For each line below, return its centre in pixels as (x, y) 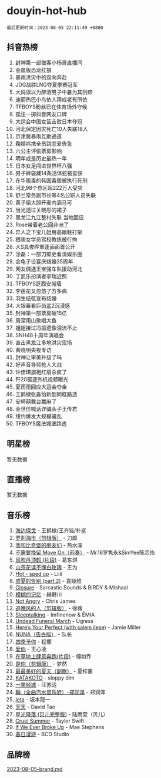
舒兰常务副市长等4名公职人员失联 (56, 195)
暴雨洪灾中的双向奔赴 (41, 77)
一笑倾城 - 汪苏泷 (36, 685)
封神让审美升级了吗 (38, 357)
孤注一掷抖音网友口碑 (41, 114)
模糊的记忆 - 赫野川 (38, 595)
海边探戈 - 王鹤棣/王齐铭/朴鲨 (51, 530)
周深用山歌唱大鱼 (36, 320)
